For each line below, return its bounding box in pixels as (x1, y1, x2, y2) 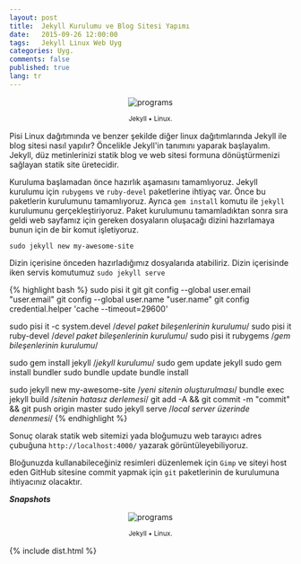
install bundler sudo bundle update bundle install (9, 366, 189, 377)
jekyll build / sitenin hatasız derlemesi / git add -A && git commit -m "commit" (9, 393, 290, 404)
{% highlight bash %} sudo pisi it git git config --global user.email (9, 284, 251, 295)
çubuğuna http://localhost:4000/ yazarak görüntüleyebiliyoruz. (9, 439, 249, 450)
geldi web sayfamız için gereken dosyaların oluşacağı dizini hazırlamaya (9, 215, 275, 225)
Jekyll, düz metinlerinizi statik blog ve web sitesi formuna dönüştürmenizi (9, 149, 280, 160)
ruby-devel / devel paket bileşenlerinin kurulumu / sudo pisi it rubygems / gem (9, 330, 291, 341)
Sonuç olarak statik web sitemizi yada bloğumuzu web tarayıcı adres (9, 430, 262, 441)
